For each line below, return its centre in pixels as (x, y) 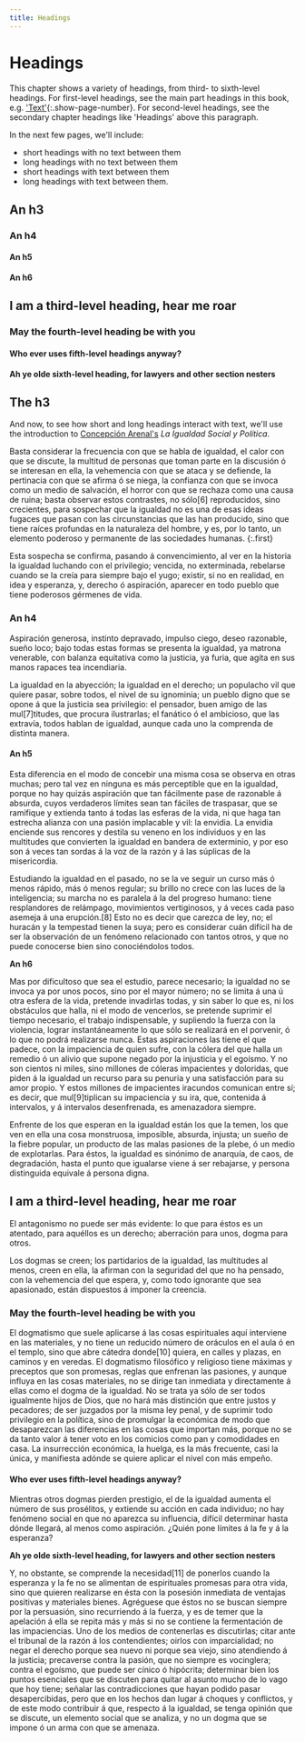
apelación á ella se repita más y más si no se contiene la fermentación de (146, 1622)
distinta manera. (39, 733)
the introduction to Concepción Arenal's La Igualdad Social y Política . (140, 434)
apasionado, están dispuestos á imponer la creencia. (108, 1289)
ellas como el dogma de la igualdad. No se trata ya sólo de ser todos (138, 1391)
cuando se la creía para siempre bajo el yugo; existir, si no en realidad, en (147, 576)
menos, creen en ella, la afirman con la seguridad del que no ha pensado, (147, 1270)
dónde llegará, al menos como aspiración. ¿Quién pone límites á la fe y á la (149, 1528)
